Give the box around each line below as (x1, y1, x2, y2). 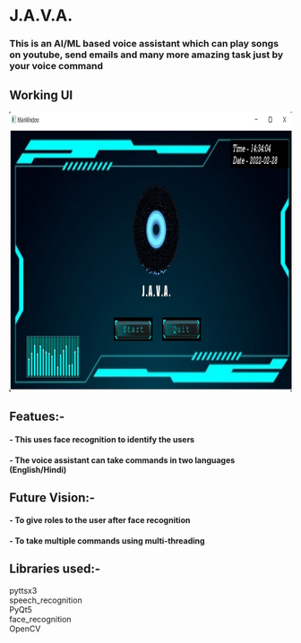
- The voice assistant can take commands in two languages (9, 454, 236, 466)
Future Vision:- (9, 490, 96, 505)
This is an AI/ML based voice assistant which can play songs (9, 38, 279, 50)
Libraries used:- (9, 562, 101, 577)
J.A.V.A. (9, 5, 73, 26)
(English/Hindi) (9, 464, 67, 475)
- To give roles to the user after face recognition (9, 515, 191, 526)
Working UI (9, 87, 73, 103)
